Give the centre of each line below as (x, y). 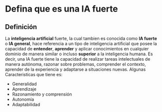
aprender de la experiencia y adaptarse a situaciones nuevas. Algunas (75, 69)
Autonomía (23, 99)
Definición (21, 27)
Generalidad (24, 84)
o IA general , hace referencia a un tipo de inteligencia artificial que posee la (81, 44)
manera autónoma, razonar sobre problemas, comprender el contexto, (75, 64)
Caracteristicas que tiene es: (34, 74)
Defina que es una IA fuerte (62, 9)
